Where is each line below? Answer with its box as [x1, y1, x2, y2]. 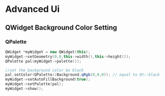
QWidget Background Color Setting [5, 23, 117, 32]
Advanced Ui [5, 3, 60, 15]
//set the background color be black [5, 68, 84, 73]
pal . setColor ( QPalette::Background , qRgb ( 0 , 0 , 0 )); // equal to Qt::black [5, 72, 160, 78]
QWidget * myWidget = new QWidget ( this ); [5, 49, 91, 54]
